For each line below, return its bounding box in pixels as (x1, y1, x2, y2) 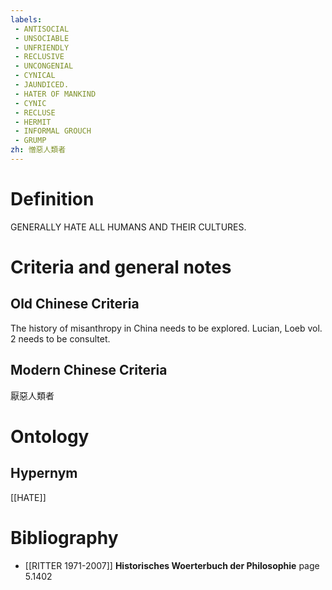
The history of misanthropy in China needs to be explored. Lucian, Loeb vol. (10, 322, 323, 334)
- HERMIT (14, 117, 52, 127)
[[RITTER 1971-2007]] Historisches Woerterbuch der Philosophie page (24, 559, 320, 571)
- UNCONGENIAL (14, 61, 74, 71)
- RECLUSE (14, 107, 56, 118)
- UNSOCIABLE (14, 33, 70, 43)
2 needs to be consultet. (10, 332, 111, 345)
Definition (10, 188, 95, 211)
